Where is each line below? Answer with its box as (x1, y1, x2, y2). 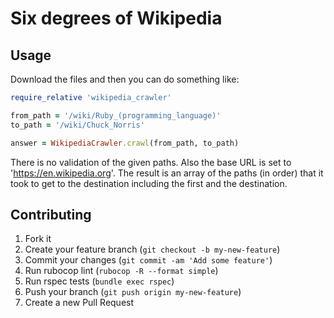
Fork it (24, 233, 52, 245)
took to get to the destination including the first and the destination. (10, 177, 288, 189)
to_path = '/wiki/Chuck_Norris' (10, 120, 145, 130)
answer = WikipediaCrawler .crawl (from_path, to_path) (10, 138, 240, 148)
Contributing (10, 206, 92, 223)
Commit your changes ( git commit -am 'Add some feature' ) (24, 254, 273, 266)
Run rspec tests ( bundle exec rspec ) (24, 275, 175, 287)
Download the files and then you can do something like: (10, 73, 240, 85)
